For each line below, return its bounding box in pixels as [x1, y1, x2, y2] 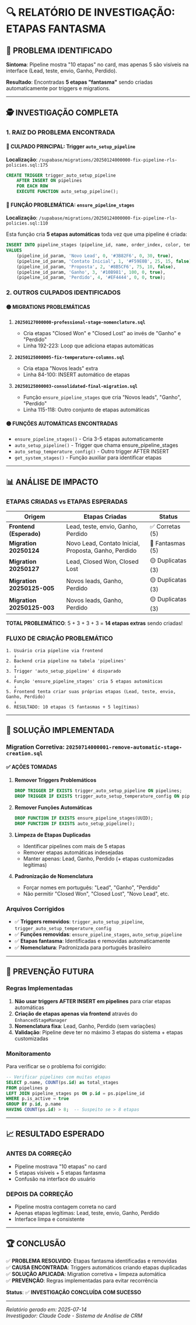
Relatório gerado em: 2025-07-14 [6, 1306, 87, 1313]
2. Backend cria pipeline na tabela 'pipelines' [6, 658, 127, 664]
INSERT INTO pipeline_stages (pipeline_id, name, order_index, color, [6, 242, 181, 248]
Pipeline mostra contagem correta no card [14, 1203, 117, 1210]
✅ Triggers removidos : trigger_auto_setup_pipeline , [14, 918, 145, 925]
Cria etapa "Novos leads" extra [23, 365, 98, 372]
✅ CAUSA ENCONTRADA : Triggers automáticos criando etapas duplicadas [6, 1264, 187, 1271]
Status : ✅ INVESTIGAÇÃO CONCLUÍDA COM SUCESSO [6, 1289, 142, 1296]
